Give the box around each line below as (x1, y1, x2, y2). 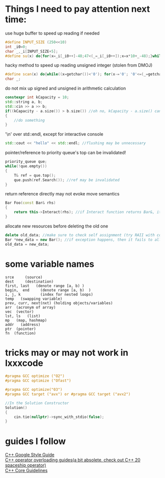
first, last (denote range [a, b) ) (5, 283, 84, 288)
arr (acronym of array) (5, 305, 56, 310)
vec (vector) (5, 309, 34, 314)
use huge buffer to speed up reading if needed (5, 30, 100, 36)
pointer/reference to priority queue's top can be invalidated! (5, 150, 126, 156)
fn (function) (5, 331, 36, 336)
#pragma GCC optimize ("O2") (5, 374, 65, 379)
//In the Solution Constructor (5, 400, 69, 406)
